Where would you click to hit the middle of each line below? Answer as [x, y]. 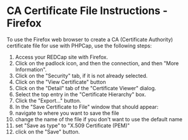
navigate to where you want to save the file [67, 113]
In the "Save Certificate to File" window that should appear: [87, 107]
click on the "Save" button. [47, 132]
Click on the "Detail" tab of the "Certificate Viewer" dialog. [86, 88]
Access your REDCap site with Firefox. [61, 57]
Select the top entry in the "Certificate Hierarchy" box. [81, 94]
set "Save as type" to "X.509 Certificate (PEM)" [72, 125]
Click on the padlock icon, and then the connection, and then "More [97, 63]
